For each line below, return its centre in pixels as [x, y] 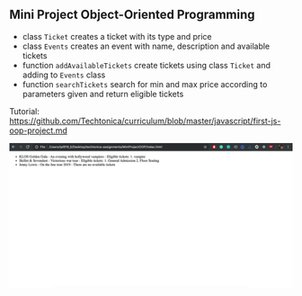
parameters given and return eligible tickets [103, 94]
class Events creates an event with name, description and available [146, 46]
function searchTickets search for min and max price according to [145, 84]
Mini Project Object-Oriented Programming [132, 15]
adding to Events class [64, 75]
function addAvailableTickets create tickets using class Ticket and [147, 65]
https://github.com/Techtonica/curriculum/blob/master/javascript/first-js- [145, 121]
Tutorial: [25, 111]
